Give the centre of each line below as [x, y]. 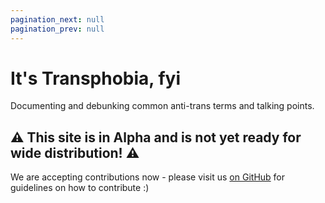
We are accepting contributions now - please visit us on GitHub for [148, 177]
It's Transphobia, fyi [96, 78]
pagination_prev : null [57, 29]
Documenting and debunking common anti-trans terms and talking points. [162, 106]
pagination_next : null [57, 19]
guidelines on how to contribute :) [80, 188]
